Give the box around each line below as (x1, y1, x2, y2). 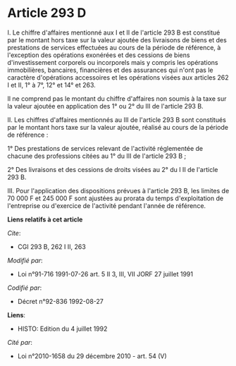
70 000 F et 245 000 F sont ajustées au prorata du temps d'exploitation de (7, 194, 224, 202)
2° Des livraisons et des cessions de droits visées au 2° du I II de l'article (7, 165, 218, 173)
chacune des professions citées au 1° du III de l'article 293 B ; (7, 152, 187, 160)
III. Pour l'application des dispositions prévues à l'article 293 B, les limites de (7, 186, 230, 195)
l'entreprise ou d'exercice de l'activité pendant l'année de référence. (7, 201, 206, 209)
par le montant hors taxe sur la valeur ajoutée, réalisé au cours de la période (7, 123, 229, 131)
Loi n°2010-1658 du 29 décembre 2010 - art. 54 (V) (17, 351, 167, 360)
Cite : (7, 228, 21, 237)
